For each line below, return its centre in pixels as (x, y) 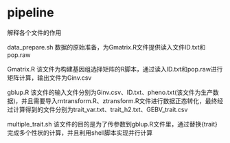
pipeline (31, 13)
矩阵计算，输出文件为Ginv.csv (49, 78)
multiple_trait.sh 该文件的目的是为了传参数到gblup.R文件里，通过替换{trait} (112, 124)
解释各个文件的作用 (34, 32)
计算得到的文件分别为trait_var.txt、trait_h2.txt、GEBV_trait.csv (100, 109)
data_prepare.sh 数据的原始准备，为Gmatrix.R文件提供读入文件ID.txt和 (106, 47)
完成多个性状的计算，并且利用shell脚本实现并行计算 (80, 133)
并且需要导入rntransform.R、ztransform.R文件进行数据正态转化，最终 (119, 100)
